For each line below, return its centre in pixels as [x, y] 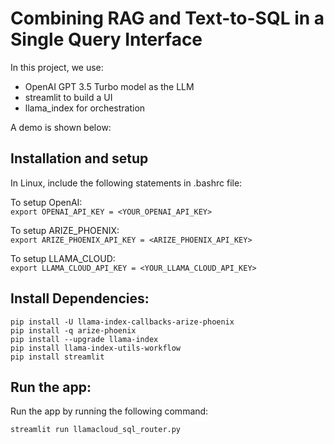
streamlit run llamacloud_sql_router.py [96, 430]
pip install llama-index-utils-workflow [96, 348]
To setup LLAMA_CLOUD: [63, 258]
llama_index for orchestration [85, 108]
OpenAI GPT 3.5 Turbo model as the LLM [109, 86]
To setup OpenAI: [46, 202]
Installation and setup [79, 158]
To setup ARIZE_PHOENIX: [65, 230]
